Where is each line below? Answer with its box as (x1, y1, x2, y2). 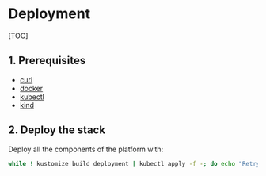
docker (19, 83, 44, 93)
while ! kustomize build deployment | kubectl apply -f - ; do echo (8, 159, 236, 167)
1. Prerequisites (8, 54, 86, 67)
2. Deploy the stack (8, 124, 105, 137)
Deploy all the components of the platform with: (8, 144, 164, 154)
